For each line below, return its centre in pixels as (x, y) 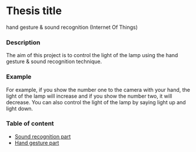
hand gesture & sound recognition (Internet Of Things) (72, 27)
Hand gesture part (37, 143)
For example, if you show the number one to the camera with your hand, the (98, 90)
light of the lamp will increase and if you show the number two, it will (89, 96)
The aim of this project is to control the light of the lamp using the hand (92, 55)
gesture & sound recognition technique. (54, 62)
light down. (20, 108)
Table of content (30, 124)
